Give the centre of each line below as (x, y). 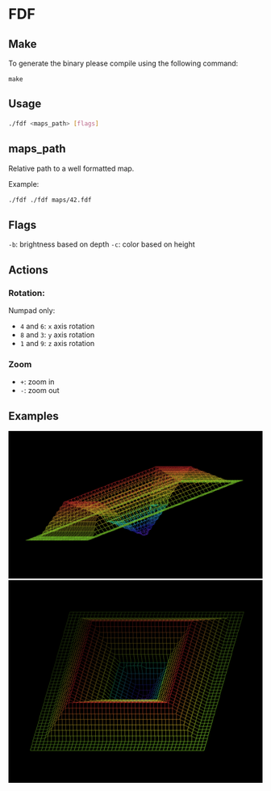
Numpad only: (32, 310)
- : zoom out (40, 391)
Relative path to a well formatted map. (71, 168)
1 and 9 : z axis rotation (57, 343)
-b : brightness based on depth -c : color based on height (102, 244)
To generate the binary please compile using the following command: (123, 63)
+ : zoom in (37, 382)
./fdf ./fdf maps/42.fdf (50, 200)
